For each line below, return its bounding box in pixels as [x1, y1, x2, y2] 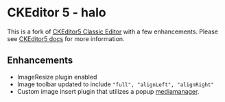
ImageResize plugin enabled [16, 73, 97, 81]
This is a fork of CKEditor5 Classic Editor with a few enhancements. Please [7, 27, 218, 36]
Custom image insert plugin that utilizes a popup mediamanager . [16, 87, 200, 95]
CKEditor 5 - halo [7, 5, 106, 21]
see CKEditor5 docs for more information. [7, 34, 125, 42]
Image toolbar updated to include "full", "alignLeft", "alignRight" [16, 80, 215, 88]
